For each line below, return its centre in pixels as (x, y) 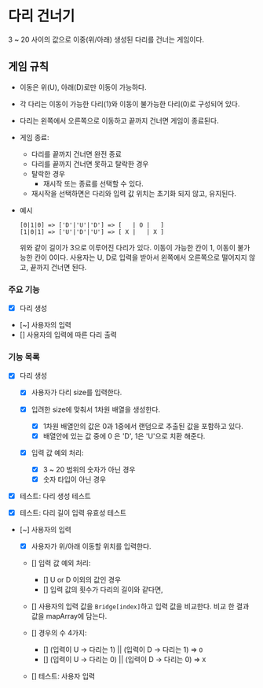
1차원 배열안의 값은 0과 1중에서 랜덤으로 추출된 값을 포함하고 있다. (143, 426)
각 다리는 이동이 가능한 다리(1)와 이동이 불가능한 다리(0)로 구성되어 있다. (130, 104)
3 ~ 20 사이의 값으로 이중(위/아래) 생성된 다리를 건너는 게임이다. (106, 39)
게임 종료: (34, 137)
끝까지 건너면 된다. (58, 267)
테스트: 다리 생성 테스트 (55, 496)
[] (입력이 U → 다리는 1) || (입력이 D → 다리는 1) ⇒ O (123, 649)
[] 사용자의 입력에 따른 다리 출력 (68, 335)
